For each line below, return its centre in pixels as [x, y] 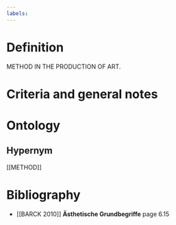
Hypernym [29, 151]
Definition [35, 47]
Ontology [34, 125]
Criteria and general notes [82, 94]
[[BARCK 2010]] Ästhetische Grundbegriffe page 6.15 [93, 214]
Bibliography [43, 194]
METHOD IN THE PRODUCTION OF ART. [64, 67]
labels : [17, 13]
